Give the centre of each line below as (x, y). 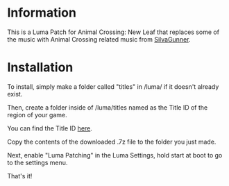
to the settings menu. (37, 162)
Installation (40, 68)
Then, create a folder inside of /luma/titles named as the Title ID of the (108, 107)
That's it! (20, 176)
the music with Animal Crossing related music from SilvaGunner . (99, 39)
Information (42, 13)
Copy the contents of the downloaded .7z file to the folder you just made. (112, 142)
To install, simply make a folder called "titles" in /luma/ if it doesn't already (113, 86)
